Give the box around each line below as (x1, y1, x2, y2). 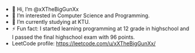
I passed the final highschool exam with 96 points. (11, 33, 135, 40)
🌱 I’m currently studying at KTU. (11, 18, 90, 25)
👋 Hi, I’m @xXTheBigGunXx (11, 6, 79, 13)
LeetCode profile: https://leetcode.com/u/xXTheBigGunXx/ (11, 40, 156, 47)
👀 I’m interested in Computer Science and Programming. (11, 12, 150, 19)
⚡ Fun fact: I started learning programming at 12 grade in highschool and (11, 25, 190, 32)
